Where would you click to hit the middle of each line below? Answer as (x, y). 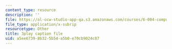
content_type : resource (31, 10)
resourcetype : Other (27, 29)
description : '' (23, 15)
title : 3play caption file (34, 34)
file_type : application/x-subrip (41, 24)
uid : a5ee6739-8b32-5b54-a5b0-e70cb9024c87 (52, 39)
